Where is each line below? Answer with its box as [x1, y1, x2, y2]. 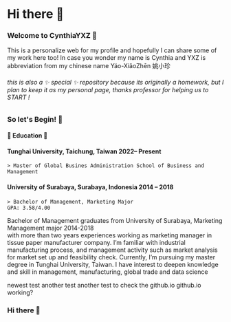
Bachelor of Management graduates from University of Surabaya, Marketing [7, 216, 223, 224]
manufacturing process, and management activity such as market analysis [7, 246, 218, 254]
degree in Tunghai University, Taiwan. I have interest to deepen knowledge [7, 260, 219, 268]
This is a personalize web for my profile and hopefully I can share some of [7, 46, 217, 54]
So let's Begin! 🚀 [7, 114, 63, 124]
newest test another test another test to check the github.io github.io [7, 281, 201, 289]
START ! [7, 93, 30, 102]
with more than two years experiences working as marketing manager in [7, 230, 212, 239]
